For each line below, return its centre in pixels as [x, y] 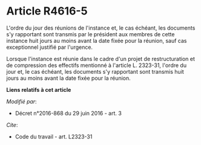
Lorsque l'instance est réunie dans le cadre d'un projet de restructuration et [101, 59]
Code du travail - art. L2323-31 [54, 137]
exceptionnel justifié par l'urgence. [49, 47]
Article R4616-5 [47, 11]
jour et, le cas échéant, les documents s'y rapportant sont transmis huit [95, 71]
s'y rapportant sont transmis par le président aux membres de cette [91, 34]
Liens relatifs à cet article [39, 89]
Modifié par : [22, 101]
